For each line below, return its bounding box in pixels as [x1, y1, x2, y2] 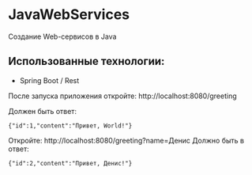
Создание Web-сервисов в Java [8, 32, 117, 41]
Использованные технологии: [8, 55, 165, 68]
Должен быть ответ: [8, 106, 77, 116]
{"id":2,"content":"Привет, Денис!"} [8, 159, 133, 167]
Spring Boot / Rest [19, 75, 80, 85]
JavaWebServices [8, 6, 130, 24]
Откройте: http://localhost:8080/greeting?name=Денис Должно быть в [8, 135, 245, 145]
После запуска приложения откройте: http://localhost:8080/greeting [8, 91, 237, 101]
